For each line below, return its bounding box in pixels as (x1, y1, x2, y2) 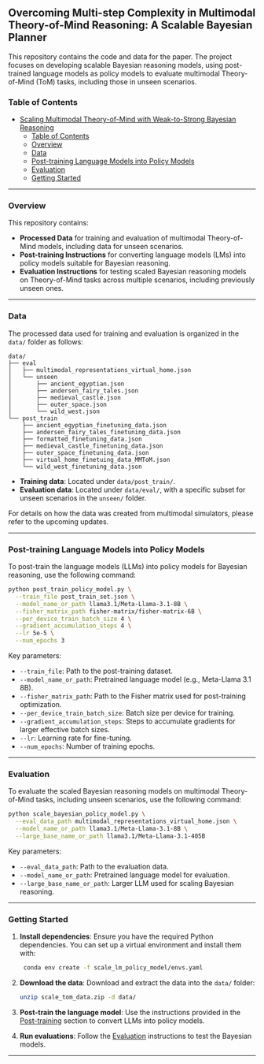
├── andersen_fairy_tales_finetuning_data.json (22, 428, 181, 436)
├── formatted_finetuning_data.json (22, 435, 143, 443)
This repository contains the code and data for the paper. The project (8, 51, 233, 61)
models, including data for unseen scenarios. (38, 242, 184, 251)
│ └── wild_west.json (8, 407, 101, 415)
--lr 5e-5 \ (15, 630, 55, 638)
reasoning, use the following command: (8, 571, 136, 579)
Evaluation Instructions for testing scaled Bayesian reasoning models (19, 267, 247, 277)
